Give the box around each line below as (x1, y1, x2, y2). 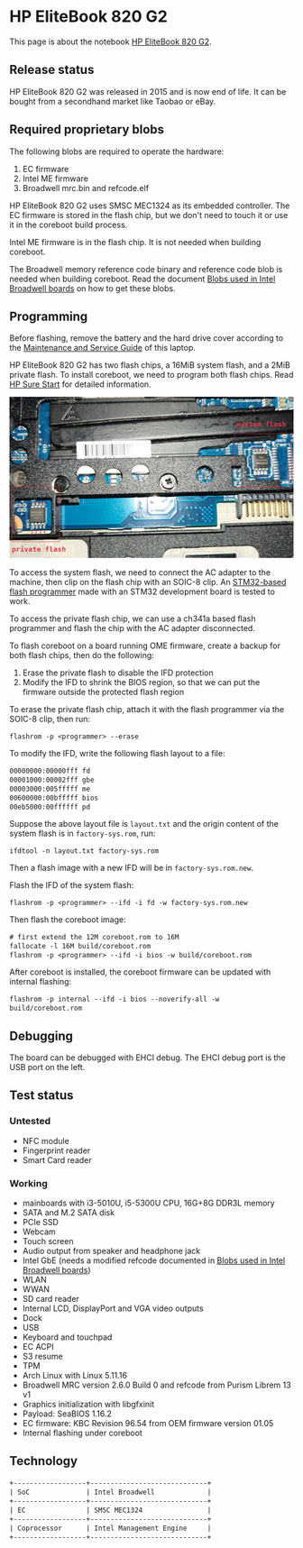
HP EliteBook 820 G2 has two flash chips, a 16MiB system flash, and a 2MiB (9, 360, 290, 371)
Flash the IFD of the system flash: (9, 880, 134, 891)
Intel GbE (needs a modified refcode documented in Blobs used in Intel (22, 1255, 286, 1266)
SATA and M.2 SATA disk (22, 1207, 115, 1218)
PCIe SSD (22, 1217, 59, 1228)
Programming (9, 308, 88, 324)
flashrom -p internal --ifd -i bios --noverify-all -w (9, 994, 220, 1004)
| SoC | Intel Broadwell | (9, 1488, 212, 1497)
